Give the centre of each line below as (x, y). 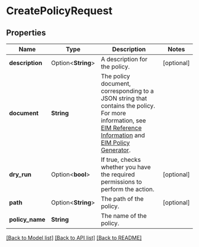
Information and (123, 135)
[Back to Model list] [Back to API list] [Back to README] (74, 238)
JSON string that (124, 98)
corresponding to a (127, 91)
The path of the (122, 199)
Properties (26, 33)
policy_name (27, 220)
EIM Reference (121, 128)
